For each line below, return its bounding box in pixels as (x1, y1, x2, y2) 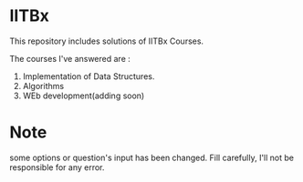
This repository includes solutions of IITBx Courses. (9, 35, 204, 46)
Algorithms (22, 80, 65, 91)
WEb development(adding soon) (22, 90, 145, 101)
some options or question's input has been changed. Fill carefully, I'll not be (9, 152, 295, 163)
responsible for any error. (9, 161, 105, 173)
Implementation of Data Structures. (22, 70, 155, 82)
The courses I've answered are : (9, 53, 131, 64)
